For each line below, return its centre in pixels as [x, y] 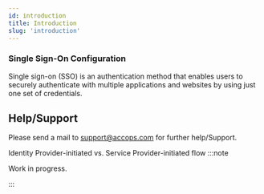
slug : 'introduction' [45, 30]
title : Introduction [43, 23]
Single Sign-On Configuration [67, 59]
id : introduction [37, 16]
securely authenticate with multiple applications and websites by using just [132, 84]
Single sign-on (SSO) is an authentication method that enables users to [126, 76]
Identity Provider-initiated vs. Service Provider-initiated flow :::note [118, 153]
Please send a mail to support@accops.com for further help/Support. [123, 138]
